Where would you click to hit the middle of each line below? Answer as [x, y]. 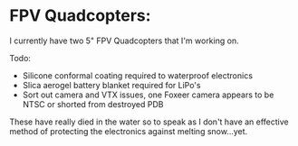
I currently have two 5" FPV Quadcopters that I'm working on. [124, 41]
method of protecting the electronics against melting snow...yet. [129, 131]
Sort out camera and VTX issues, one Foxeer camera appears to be [148, 95]
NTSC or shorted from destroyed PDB [93, 104]
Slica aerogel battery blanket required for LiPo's [111, 85]
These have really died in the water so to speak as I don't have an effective [149, 122]
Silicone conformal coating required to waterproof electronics [138, 75]
